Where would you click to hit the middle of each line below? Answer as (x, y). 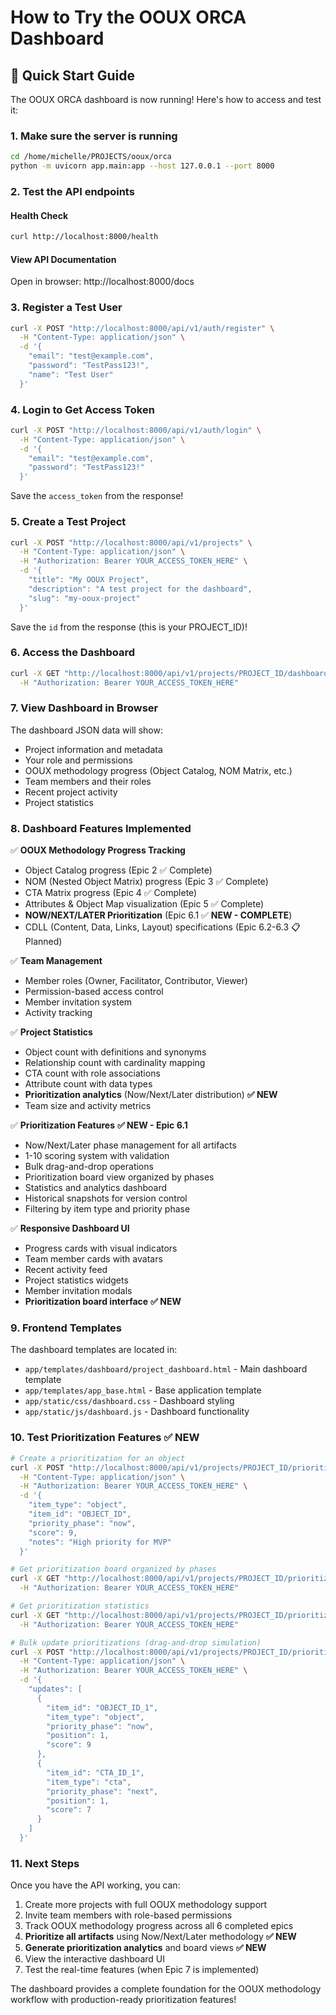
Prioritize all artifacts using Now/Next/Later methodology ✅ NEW (160, 1937)
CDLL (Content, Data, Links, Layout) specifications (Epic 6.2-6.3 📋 (162, 927)
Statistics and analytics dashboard (96, 1188)
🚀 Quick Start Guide (72, 75)
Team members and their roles (88, 781)
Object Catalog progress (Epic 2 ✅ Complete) (118, 870)
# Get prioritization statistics (80, 1606)
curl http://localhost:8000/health (84, 237)
